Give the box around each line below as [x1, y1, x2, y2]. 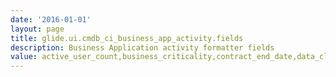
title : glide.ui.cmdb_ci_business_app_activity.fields [10, 33, 244, 43]
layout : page [10, 24, 65, 34]
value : [10, 52, 38, 62]
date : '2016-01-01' [10, 14, 92, 25]
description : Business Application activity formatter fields [10, 42, 275, 53]
